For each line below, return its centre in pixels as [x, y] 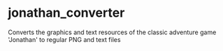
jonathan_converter [66, 13]
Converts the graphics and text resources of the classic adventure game [112, 32]
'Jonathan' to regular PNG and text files [64, 39]
